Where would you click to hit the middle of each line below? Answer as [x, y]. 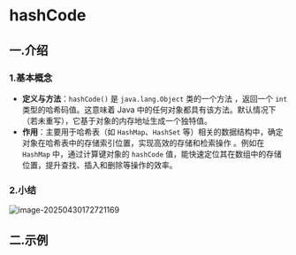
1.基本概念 [31, 78]
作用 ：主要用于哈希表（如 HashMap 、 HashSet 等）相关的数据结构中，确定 [152, 131]
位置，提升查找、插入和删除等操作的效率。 [99, 165]
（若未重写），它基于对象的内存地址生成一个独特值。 [117, 120]
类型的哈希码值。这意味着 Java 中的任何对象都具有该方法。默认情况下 [149, 109]
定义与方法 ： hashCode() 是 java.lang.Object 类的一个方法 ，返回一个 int [155, 98]
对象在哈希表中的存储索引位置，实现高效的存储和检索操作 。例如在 [143, 143]
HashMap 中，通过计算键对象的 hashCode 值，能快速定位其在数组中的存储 [152, 154]
